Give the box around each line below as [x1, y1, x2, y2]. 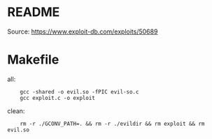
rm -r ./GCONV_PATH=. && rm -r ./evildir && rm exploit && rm [20, 120, 205, 127]
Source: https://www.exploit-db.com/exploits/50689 [7, 27, 158, 36]
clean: [7, 106, 25, 115]
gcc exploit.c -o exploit [20, 94, 96, 101]
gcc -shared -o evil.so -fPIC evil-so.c [20, 88, 139, 95]
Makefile [7, 52, 59, 68]
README [7, 4, 60, 20]
